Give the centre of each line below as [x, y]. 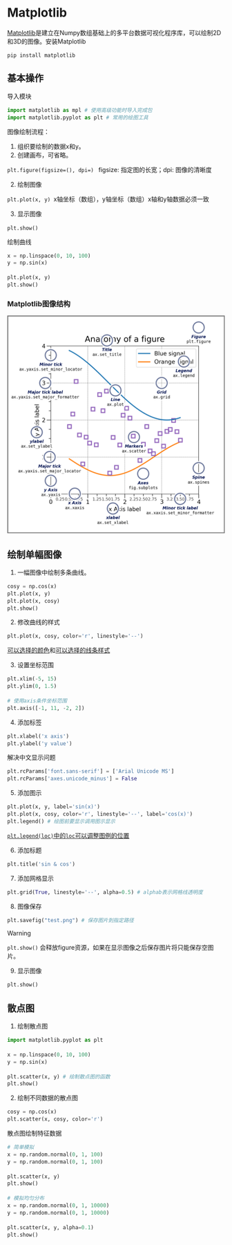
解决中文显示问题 [31, 758]
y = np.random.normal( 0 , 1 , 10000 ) [58, 1213]
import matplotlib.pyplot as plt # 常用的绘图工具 [78, 118]
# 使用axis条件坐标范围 [37, 701]
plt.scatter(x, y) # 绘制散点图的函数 [59, 1076]
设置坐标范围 [35, 665]
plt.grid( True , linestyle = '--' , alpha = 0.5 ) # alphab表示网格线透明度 [105, 892]
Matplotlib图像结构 [39, 303]
